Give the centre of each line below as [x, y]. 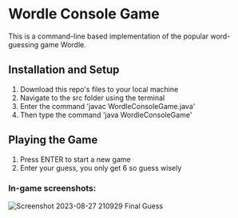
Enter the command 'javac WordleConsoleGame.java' [107, 106]
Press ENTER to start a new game [75, 159]
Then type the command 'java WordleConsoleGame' [106, 115]
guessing [24, 44]
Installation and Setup [64, 70]
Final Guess [144, 206]
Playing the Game [53, 140]
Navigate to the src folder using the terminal [92, 98]
